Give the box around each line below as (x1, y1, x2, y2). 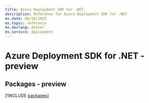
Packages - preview (5, 80, 67, 88)
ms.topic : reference (5, 20, 47, 26)
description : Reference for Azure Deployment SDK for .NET (5, 12, 128, 16)
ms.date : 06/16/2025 (5, 16, 47, 21)
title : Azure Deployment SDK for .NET (5, 7, 84, 12)
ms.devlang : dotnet (5, 25, 45, 30)
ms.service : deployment (5, 29, 54, 34)
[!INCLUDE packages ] (5, 93, 49, 98)
